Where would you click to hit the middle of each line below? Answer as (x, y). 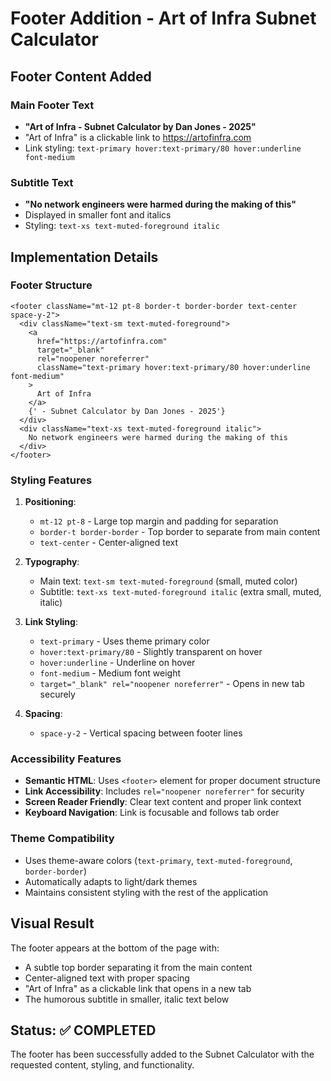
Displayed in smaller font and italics (98, 215)
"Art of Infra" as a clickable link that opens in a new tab (138, 988)
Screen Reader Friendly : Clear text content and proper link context (163, 802)
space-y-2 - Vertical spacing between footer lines (141, 733)
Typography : (52, 562)
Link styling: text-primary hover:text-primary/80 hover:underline (163, 148)
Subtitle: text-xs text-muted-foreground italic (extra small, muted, (180, 592)
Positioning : (50, 502)
